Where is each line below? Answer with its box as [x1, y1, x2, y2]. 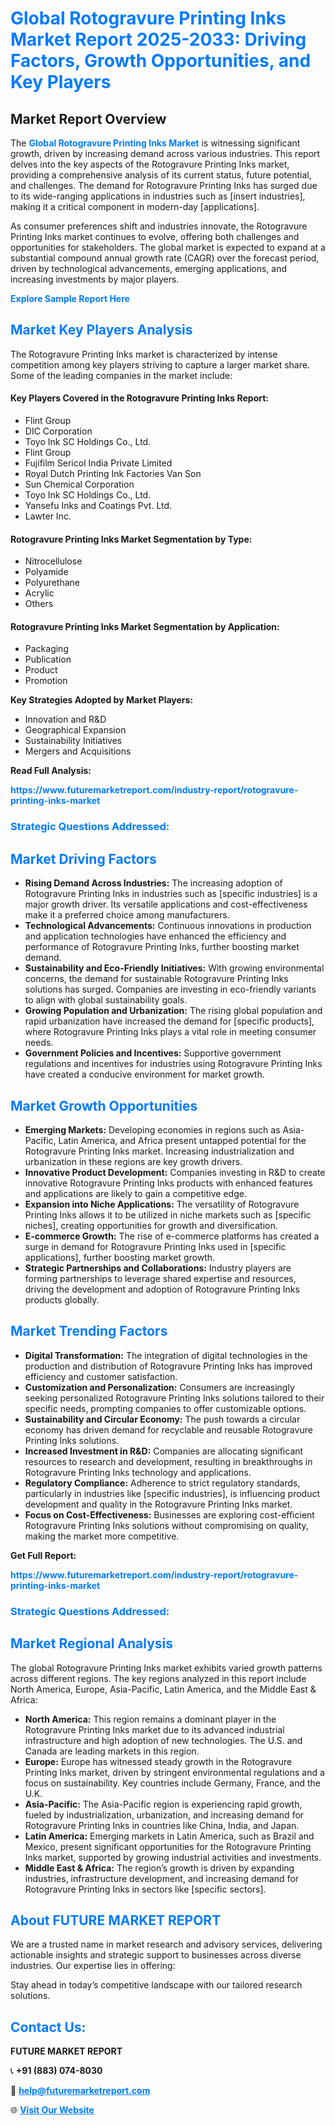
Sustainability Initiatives [24, 735, 123, 747]
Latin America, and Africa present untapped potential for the [58, 1134, 307, 1146]
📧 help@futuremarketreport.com [10, 2085, 151, 2097]
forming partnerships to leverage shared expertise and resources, [24, 1272, 297, 1284]
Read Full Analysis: [10, 765, 92, 777]
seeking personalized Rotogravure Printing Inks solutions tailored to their [24, 1392, 325, 1404]
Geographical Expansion [24, 724, 127, 736]
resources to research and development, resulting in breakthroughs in [24, 1455, 313, 1467]
